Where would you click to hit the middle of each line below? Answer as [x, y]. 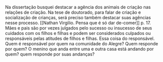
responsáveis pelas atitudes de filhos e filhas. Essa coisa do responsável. [80, 38]
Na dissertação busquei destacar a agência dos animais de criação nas [78, 7]
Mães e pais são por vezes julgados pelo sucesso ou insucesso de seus [79, 28]
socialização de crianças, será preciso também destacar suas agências [78, 17]
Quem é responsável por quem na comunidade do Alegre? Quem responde [82, 44]
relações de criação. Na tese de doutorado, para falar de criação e [73, 12]
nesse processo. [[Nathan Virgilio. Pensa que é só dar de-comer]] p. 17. [78, 23]
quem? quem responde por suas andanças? [50, 54]
